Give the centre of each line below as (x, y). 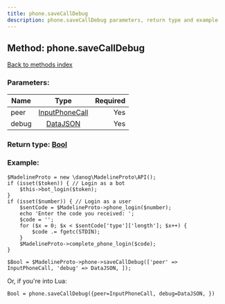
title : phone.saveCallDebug (48, 14)
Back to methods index (40, 65)
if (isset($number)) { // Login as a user (69, 202)
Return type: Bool (37, 144)
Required (110, 100)
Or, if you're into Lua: (37, 280)
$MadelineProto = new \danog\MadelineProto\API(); (82, 177)
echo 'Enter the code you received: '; (77, 213)
